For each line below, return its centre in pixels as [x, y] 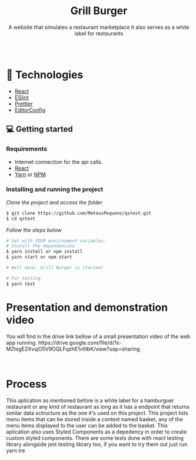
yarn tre [16, 450]
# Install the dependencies [41, 246]
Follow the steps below [34, 230]
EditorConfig [30, 110]
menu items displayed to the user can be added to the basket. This [87, 425]
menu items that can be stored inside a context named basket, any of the [95, 419]
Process [26, 384]
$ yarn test [21, 284]
